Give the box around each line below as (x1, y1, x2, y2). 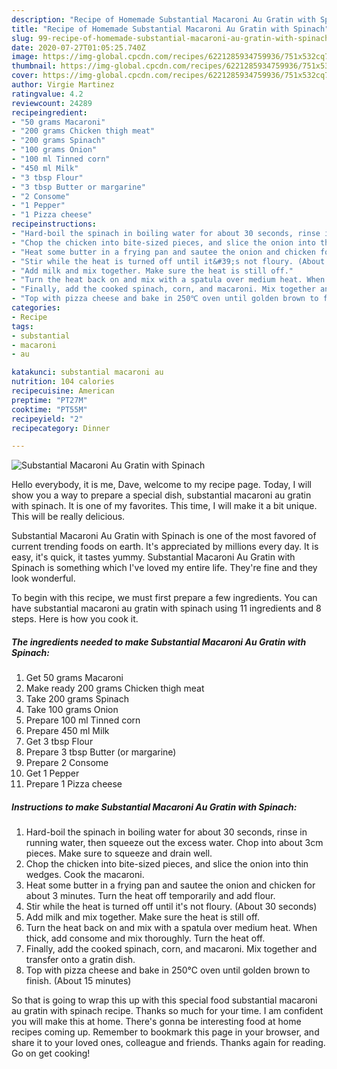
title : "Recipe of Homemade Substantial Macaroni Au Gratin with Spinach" (11, 24, 330, 34)
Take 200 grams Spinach (25, 693, 129, 705)
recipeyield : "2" (11, 414, 84, 424)
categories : (11, 303, 61, 313)
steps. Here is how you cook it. (11, 613, 139, 625)
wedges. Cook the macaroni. (25, 869, 145, 881)
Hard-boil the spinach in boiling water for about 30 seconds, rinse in (25, 826, 308, 838)
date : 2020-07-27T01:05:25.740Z (11, 42, 146, 53)
